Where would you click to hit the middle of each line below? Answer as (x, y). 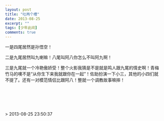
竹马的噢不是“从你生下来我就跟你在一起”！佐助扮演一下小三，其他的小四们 (80, 74)
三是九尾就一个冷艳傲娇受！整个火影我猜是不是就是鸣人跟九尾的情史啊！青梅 (82, 68)
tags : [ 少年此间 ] (21, 28)
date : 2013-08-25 (23, 19)
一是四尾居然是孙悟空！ (29, 47)
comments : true (20, 32)
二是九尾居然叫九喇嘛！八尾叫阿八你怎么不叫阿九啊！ (59, 57)
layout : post (18, 10)
